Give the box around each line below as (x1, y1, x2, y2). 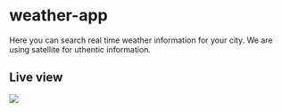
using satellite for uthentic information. (9, 44, 152, 54)
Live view (9, 70, 63, 85)
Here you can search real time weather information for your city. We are (9, 35, 273, 45)
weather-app (9, 5, 109, 26)
